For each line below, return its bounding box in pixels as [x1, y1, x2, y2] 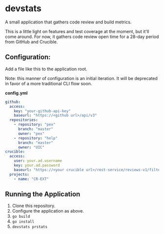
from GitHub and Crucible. [5, 39, 58, 44]
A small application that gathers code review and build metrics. [5, 19, 132, 25]
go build [12, 214, 30, 219]
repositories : [9, 117, 38, 122]
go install [12, 219, 35, 224]
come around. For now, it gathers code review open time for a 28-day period [5, 34, 159, 39]
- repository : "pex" [14, 122, 56, 127]
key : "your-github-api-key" [14, 108, 71, 114]
